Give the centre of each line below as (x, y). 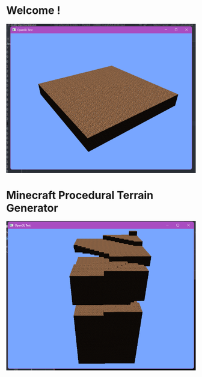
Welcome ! (33, 11)
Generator (32, 208)
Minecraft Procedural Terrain (80, 195)
